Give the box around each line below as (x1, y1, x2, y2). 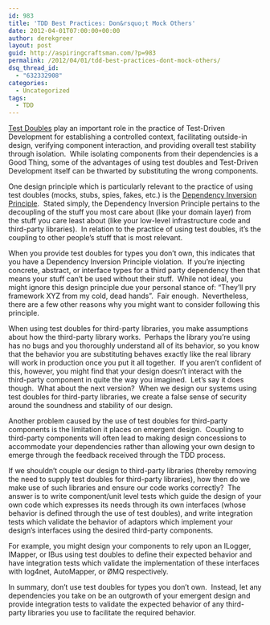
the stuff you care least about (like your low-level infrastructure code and (8, 216, 251, 226)
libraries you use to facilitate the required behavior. (27, 608, 197, 618)
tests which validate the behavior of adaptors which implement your (8, 517, 233, 527)
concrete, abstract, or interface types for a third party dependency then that (8, 266, 261, 276)
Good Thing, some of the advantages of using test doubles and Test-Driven (8, 157, 259, 167)
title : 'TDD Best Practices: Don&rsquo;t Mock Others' (8, 19, 196, 27)
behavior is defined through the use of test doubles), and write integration (8, 509, 253, 518)
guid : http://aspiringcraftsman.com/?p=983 (8, 49, 157, 57)
